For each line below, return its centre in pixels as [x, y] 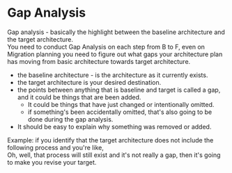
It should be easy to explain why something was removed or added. [114, 126]
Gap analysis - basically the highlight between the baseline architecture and [116, 32]
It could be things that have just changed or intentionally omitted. [121, 104]
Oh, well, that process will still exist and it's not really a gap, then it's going [114, 155]
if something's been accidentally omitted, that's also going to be [120, 112]
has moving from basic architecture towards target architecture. [99, 61]
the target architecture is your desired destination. [89, 82]
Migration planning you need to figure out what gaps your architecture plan [115, 54]
